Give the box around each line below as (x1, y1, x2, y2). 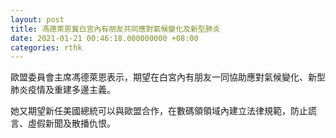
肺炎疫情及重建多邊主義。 (10, 84, 116, 96)
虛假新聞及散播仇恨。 (27, 117, 116, 130)
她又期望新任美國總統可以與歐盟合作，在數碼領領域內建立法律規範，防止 (10, 105, 308, 117)
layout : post (10, 14, 65, 25)
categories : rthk (10, 42, 83, 53)
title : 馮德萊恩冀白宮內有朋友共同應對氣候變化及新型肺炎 (10, 24, 221, 34)
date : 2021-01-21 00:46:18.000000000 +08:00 (10, 33, 199, 43)
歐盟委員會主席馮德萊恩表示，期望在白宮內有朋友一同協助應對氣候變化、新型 (10, 71, 326, 83)
